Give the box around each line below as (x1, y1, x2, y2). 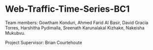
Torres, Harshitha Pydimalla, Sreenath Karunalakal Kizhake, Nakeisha (5, 25, 145, 30)
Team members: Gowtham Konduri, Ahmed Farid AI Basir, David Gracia (5, 20, 149, 25)
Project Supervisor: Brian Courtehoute (5, 39, 82, 45)
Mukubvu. (5, 30, 25, 36)
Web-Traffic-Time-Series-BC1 (5, 3, 130, 15)
